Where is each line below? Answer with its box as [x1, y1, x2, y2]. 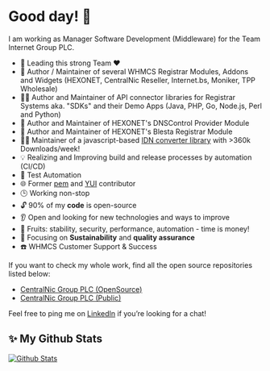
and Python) [19, 109, 62, 119]
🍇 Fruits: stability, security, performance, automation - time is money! [19, 223, 250, 233]
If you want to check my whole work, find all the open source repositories [8, 260, 252, 269]
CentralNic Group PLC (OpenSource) [19, 284, 143, 294]
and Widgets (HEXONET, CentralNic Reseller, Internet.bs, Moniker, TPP [19, 75, 256, 85]
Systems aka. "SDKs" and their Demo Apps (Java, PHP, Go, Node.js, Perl [19, 101, 262, 110]
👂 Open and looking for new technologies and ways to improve [19, 212, 230, 222]
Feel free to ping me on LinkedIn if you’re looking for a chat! [8, 308, 207, 318]
